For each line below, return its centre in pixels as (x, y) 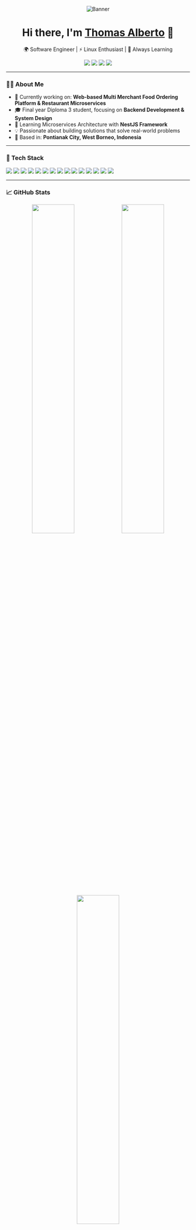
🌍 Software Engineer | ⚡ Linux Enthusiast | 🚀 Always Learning (98, 49)
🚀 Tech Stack (25, 158)
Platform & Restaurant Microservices (60, 103)
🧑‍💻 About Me (25, 84)
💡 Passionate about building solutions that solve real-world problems (97, 131)
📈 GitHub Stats (28, 192)
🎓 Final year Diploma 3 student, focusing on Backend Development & (99, 110)
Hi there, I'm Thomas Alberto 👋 (98, 33)
